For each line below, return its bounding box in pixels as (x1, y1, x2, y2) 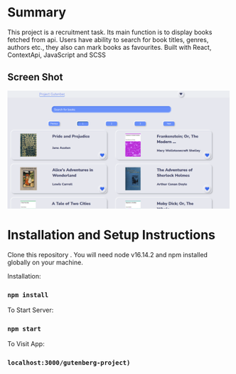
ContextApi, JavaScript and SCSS (7, 51, 107, 59)
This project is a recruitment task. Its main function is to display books (7, 28, 213, 36)
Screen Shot (7, 71, 63, 83)
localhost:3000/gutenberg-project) (7, 359, 131, 367)
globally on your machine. (7, 258, 83, 266)
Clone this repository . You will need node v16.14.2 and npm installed (7, 250, 208, 259)
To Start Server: (7, 306, 54, 314)
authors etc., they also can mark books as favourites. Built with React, (7, 43, 212, 51)
